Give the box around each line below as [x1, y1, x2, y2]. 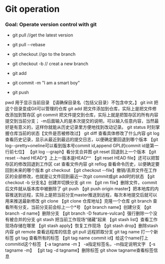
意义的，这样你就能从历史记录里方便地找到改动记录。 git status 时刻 [18, 124, 156, 130]
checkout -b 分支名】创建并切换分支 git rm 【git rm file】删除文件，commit [5, 180, 158, 186]
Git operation [5, 3, 60, 15]
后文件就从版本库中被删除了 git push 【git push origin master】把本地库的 [5, 186, 155, 192]
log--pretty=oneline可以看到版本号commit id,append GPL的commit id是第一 [5, 143, 159, 149]
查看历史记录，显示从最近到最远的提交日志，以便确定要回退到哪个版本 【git [5, 136, 159, 142]
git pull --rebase [12, 42, 46, 48]
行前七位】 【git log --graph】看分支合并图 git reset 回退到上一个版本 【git [5, 149, 157, 155]
